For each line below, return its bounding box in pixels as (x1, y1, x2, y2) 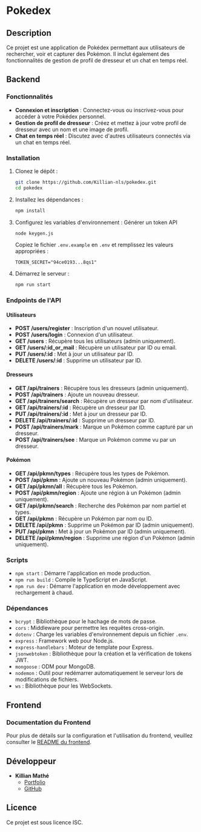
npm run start (15, 282, 51, 288)
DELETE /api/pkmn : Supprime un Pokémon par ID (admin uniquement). (15, 521, 195, 529)
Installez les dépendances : (15, 195, 84, 203)
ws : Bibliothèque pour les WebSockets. (15, 682, 113, 689)
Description (6, 28, 51, 38)
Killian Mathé (15, 772, 50, 779)
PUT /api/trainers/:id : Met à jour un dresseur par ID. (15, 410, 147, 418)
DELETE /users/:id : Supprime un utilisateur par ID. (15, 357, 142, 364)
